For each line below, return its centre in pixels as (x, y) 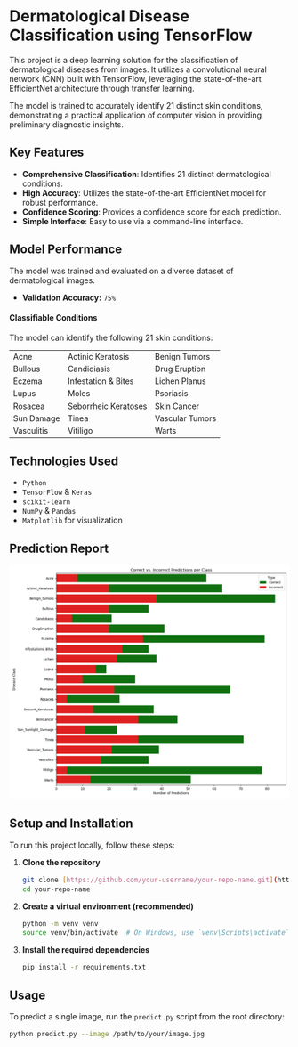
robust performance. (60, 202)
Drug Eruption (180, 369)
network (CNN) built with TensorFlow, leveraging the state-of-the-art (136, 78)
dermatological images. (52, 280)
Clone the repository (61, 862)
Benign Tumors (182, 356)
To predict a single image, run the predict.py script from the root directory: (147, 1016)
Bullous (27, 369)
